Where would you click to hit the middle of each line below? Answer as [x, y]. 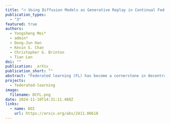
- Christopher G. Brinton [37, 52]
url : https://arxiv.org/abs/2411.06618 [56, 114]
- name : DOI [23, 109]
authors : [14, 29]
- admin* [19, 38]
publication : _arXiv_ [28, 66]
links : [12, 104]
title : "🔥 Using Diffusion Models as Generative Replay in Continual [80, 10]
